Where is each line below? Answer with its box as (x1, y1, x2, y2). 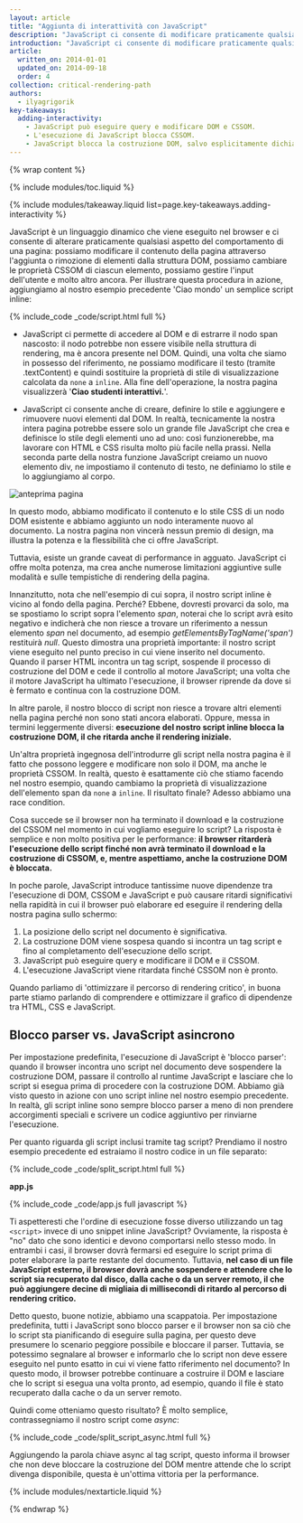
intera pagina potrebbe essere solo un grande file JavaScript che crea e (22, 422, 290, 434)
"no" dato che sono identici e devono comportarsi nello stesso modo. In (9, 1235, 277, 1246)
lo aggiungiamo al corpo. (22, 471, 115, 482)
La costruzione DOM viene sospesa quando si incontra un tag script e (22, 935, 282, 946)
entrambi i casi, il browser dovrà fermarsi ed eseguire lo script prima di (9, 1245, 272, 1255)
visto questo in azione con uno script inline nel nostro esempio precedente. (9, 1090, 289, 1101)
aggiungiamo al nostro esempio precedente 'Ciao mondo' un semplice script (9, 284, 294, 295)
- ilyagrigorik (17, 97, 75, 107)
